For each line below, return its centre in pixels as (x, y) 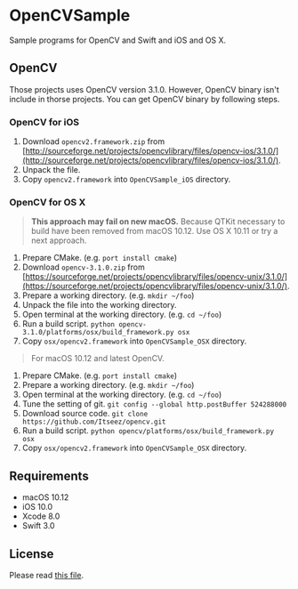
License (32, 554)
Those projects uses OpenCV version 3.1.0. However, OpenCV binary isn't (145, 89)
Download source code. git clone (85, 414)
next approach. (59, 240)
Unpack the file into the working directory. (99, 305)
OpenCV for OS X (48, 202)
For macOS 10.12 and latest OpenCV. (97, 359)
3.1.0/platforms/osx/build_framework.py (98, 333)
